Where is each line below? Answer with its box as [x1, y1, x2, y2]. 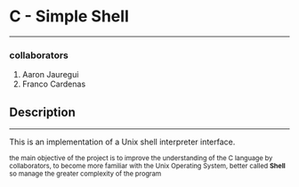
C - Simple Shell [9, 6, 129, 27]
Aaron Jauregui [21, 69, 79, 80]
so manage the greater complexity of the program [9, 169, 162, 179]
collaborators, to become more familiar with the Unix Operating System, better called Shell [9, 162, 287, 171]
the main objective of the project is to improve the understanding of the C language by [9, 154, 273, 163]
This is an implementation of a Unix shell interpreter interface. [9, 136, 236, 148]
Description [9, 104, 76, 119]
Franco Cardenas [21, 78, 86, 90]
